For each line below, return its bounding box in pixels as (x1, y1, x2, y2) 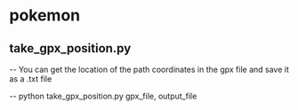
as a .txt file (9, 74, 52, 84)
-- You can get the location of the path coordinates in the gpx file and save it (9, 64, 289, 75)
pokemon (9, 5, 81, 26)
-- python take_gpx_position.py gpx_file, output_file (9, 90, 197, 101)
